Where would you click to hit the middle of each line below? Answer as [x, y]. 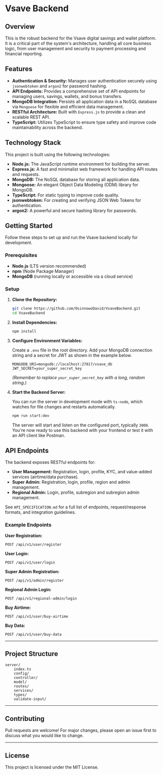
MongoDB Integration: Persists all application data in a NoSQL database [84, 101]
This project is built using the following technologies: [58, 155]
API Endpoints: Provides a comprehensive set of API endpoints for [79, 91]
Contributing [25, 719]
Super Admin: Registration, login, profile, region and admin [71, 482]
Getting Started [29, 226]
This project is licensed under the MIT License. [52, 767]
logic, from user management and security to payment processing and [75, 48]
